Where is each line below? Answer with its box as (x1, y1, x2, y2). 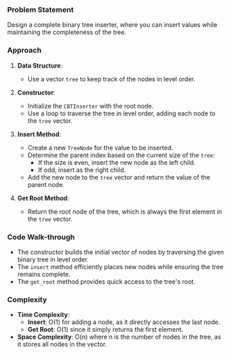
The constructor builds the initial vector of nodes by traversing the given (17, 248, 224, 256)
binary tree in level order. (17, 255, 89, 264)
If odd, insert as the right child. (37, 166, 126, 174)
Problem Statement (7, 5, 74, 15)
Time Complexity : (17, 311, 70, 319)
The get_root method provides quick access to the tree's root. (17, 277, 196, 286)
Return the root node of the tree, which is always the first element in (27, 207, 223, 216)
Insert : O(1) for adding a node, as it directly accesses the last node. (27, 318, 221, 326)
